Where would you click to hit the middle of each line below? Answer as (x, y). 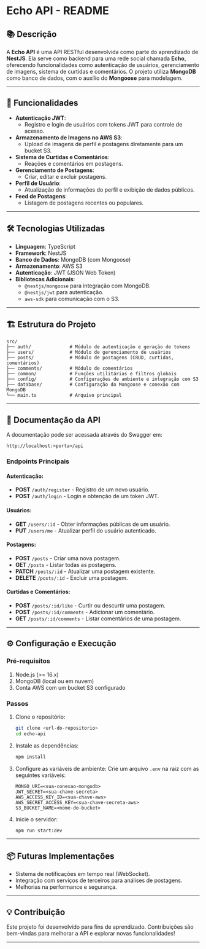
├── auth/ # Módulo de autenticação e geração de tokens (98, 347)
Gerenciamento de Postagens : (55, 170)
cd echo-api (30, 734)
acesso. (34, 131)
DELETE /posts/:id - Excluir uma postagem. (71, 577)
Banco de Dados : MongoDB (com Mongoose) (73, 259)
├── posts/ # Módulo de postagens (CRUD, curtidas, (90, 358)
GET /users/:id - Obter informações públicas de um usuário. (93, 524)
